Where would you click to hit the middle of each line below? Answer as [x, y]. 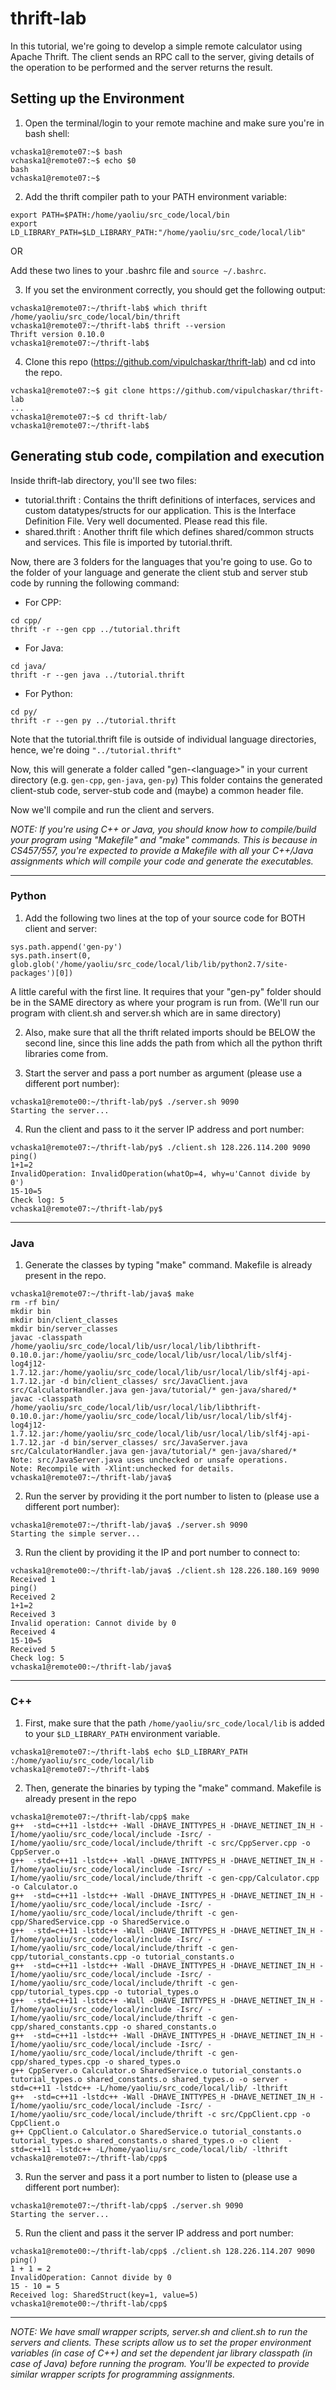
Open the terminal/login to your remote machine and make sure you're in [174, 123]
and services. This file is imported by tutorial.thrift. [128, 542]
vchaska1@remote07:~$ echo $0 [73, 160]
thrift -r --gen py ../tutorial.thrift [93, 720]
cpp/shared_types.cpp [55, 2062]
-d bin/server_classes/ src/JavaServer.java [153, 1443]
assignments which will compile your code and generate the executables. [162, 861]
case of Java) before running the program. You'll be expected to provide [160, 2364]
